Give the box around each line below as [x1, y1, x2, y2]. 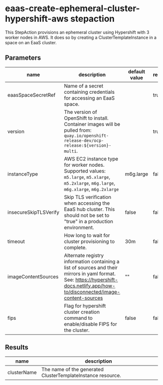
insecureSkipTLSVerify [7, 209, 60, 215]
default [128, 68, 146, 75]
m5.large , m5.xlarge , [64, 174, 111, 180]
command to [64, 315, 93, 321]
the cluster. [64, 327, 90, 333]
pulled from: [64, 127, 92, 134]
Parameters [5, 54, 41, 62]
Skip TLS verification [64, 193, 112, 200]
